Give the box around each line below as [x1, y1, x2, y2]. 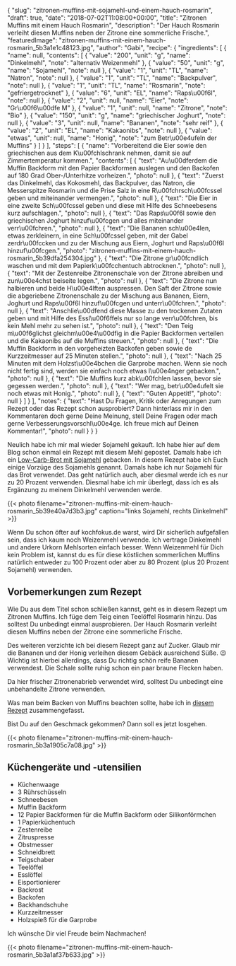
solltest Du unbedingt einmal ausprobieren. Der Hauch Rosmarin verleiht [7, 619, 217, 628]
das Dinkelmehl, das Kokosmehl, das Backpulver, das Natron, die [7, 179, 196, 187]
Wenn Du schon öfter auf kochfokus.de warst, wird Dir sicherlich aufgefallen [7, 528, 229, 536]
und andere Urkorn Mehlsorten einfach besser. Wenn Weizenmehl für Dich [7, 543, 224, 551]
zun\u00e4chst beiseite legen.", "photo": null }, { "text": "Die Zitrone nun [7, 277, 217, 285]
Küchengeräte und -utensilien [7, 762, 142, 774]
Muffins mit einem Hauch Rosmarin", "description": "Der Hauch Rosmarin [7, 21, 220, 29]
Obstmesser [17, 840, 54, 849]
